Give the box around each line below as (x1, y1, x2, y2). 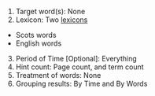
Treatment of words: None (15, 71, 101, 79)
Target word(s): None (15, 7, 86, 16)
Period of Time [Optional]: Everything (15, 54, 138, 63)
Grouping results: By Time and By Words (15, 79, 148, 88)
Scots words (15, 31, 57, 39)
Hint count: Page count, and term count (15, 62, 144, 72)
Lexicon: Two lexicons (15, 15, 88, 24)
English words (15, 39, 62, 48)
